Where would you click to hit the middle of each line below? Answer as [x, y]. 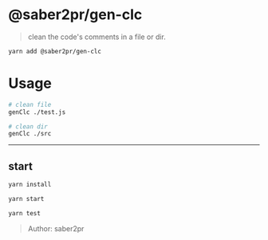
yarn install [30, 185]
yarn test [25, 213]
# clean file [30, 104]
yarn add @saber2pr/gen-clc [55, 51]
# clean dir [28, 126]
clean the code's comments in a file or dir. [97, 37]
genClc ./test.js [37, 112]
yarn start [26, 199]
